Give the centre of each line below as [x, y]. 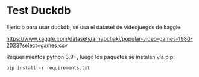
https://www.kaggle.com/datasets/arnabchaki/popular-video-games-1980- [99, 38]
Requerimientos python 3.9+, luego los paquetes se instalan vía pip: [90, 57]
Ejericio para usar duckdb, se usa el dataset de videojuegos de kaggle [93, 27]
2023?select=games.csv [37, 45]
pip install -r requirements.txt [48, 68]
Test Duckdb [39, 11]
